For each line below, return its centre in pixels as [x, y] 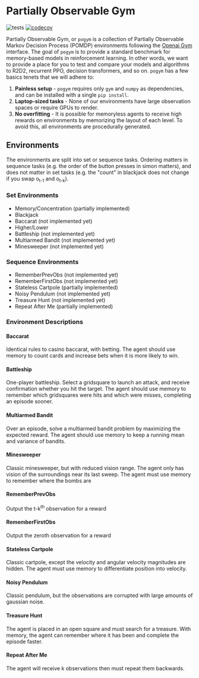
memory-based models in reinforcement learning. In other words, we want [97, 58]
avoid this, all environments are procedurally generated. [83, 126]
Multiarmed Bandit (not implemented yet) [65, 240]
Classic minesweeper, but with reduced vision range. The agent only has [95, 468]
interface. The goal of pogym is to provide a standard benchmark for [88, 51]
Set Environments [32, 195]
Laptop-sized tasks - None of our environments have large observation [103, 101]
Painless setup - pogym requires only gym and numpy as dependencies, [99, 88]
